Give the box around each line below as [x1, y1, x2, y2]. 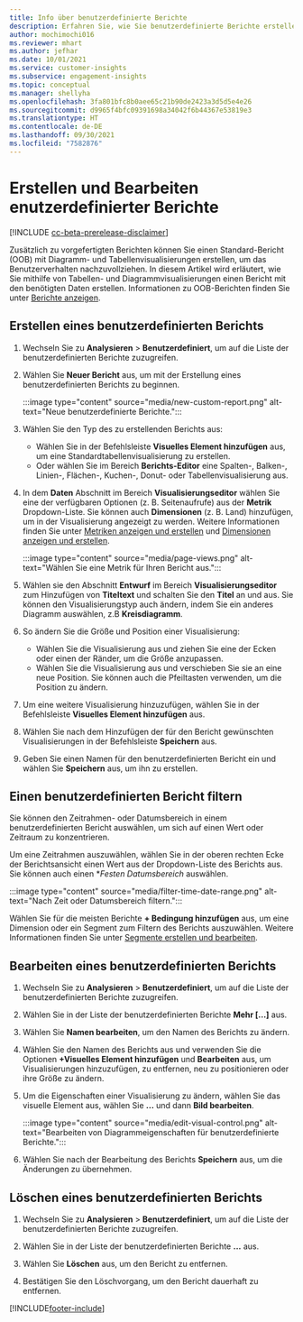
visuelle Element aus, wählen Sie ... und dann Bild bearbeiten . [22, 1100, 254, 1111]
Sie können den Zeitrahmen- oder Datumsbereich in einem [9, 812, 227, 823]
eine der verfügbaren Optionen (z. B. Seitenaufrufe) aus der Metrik [22, 497, 272, 508]
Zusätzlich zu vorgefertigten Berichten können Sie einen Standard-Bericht [9, 244, 284, 255]
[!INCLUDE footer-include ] [9, 1302, 106, 1313]
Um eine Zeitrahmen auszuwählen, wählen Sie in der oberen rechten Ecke [9, 849, 284, 860]
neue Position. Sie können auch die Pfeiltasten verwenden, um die [35, 672, 282, 683]
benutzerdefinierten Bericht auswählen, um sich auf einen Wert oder [9, 822, 264, 833]
